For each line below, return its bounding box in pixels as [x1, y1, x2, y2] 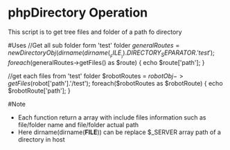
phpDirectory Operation [8, 5, 148, 21]
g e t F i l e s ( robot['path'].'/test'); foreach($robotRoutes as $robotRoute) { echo [8, 79, 224, 88]
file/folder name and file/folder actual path [17, 121, 139, 129]
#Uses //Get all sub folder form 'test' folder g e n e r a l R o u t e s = [8, 41, 180, 49]
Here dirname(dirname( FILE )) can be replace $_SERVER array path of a [17, 128, 221, 136]
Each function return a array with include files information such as [17, 113, 206, 122]
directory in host [17, 135, 65, 144]
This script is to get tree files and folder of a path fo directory [8, 28, 182, 36]
